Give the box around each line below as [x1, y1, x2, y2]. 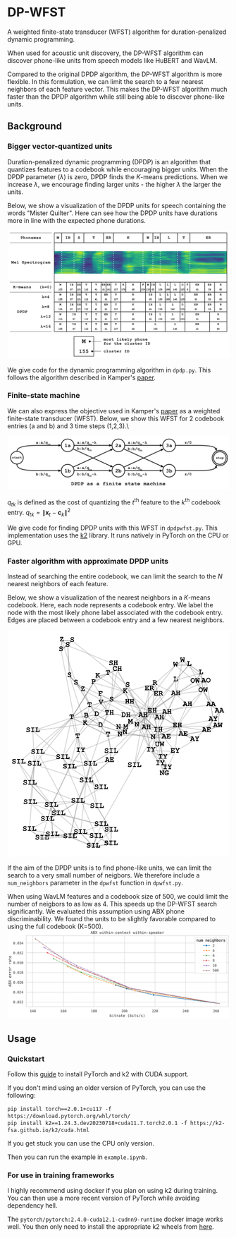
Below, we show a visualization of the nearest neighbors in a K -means [7, 593, 211, 602]
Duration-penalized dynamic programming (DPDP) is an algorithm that [7, 157, 211, 166]
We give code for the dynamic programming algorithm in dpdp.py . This [7, 365, 211, 374]
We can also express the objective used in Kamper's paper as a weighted [7, 406, 221, 415]
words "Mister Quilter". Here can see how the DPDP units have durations [7, 209, 218, 217]
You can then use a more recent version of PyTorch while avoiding [7, 1194, 200, 1203]
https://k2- [190, 1119, 225, 1127]
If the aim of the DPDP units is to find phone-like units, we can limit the [7, 863, 212, 872]
